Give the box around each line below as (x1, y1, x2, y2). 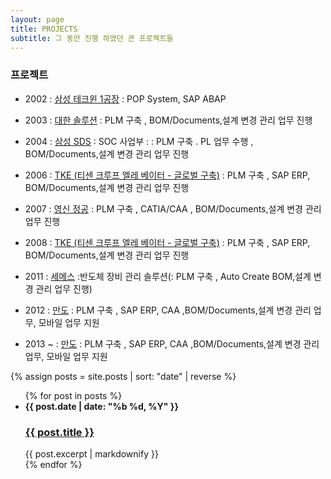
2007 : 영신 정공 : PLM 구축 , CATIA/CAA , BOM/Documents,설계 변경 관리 (24, 202, 322, 215)
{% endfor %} (24, 458, 83, 470)
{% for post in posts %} (24, 389, 123, 401)
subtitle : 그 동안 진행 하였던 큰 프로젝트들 (10, 33, 174, 43)
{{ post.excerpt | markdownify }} (24, 447, 159, 460)
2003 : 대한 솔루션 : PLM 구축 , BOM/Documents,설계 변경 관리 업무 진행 (24, 114, 313, 126)
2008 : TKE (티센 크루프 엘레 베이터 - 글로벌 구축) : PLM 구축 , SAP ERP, (24, 236, 311, 248)
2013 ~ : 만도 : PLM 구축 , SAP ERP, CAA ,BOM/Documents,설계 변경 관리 (24, 337, 320, 350)
